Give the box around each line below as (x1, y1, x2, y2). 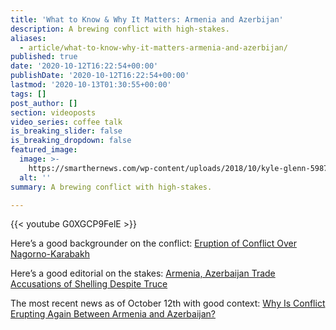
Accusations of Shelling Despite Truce (10, 278, 168, 290)
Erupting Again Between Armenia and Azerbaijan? (10, 308, 217, 320)
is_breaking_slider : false (10, 126, 123, 136)
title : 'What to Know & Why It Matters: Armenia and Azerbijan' (10, 14, 284, 25)
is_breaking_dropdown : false (10, 136, 132, 146)
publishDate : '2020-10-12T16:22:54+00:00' (10, 71, 190, 81)
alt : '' (19, 172, 52, 183)
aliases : (10, 33, 47, 43)
